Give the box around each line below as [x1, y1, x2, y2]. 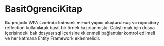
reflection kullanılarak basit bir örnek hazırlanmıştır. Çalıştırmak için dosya [5, 24, 155, 30]
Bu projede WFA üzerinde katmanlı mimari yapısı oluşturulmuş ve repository [5, 20, 159, 25]
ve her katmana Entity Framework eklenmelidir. [5, 35, 101, 41]
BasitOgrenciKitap [5, 3, 82, 15]
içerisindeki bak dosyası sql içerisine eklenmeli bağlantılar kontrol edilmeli [5, 30, 155, 36]
